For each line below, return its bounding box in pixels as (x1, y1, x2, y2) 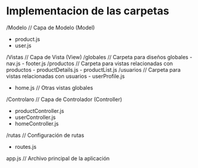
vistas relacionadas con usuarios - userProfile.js (6, 72, 125, 80)
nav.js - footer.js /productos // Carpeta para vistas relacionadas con (6, 60, 173, 67)
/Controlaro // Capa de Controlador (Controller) (6, 96, 123, 103)
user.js (14, 42, 32, 49)
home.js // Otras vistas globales (14, 84, 93, 91)
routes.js (14, 143, 37, 150)
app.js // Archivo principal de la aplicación (6, 154, 110, 162)
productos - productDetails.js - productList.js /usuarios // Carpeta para (6, 66, 181, 73)
